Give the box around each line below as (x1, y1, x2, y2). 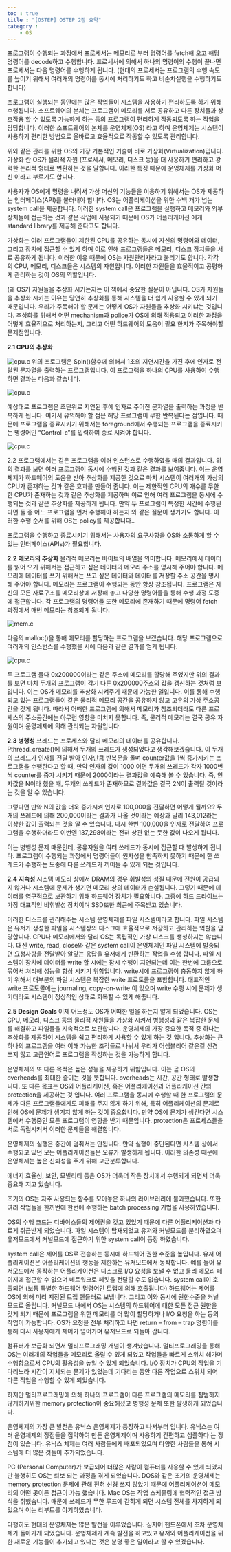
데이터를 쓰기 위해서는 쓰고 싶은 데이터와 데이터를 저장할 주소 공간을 (25, 571, 208, 580)
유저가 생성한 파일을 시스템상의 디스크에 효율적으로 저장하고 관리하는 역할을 (14, 924, 217, 932)
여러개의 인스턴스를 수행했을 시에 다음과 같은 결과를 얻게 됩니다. (7, 642, 178, 651)
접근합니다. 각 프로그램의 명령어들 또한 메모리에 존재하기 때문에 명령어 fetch (14, 598, 218, 606)
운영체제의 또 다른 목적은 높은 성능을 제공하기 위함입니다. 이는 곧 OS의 (7, 1065, 195, 1073)
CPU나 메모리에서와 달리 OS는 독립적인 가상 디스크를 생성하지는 (32, 932, 205, 941)
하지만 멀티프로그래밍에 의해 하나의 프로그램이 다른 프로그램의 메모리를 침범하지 (7, 1390, 221, 1399)
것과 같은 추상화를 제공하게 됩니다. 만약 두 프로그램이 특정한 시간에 (25, 499, 203, 507)
